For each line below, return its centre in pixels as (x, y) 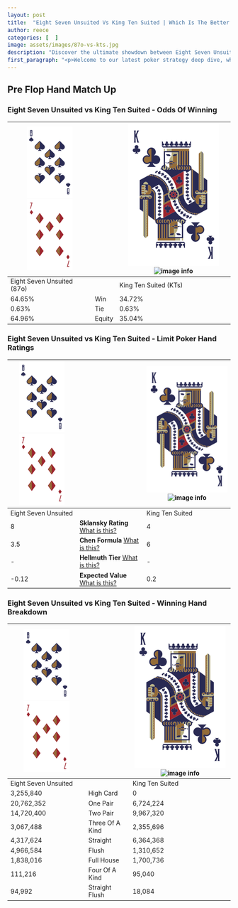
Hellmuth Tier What (108, 557)
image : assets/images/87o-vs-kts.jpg (63, 45)
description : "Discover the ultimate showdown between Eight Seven (109, 53)
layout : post (27, 15)
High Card (103, 794)
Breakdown (27, 612)
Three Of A (104, 823)
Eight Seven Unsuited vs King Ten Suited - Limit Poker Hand (112, 339)
